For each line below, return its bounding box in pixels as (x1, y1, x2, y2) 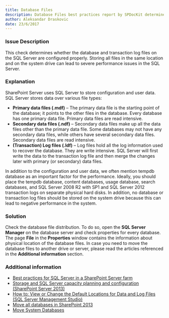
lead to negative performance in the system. (5, 200, 97, 206)
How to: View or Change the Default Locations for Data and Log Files (12, 291, 156, 297)
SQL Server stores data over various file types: (5, 95, 102, 101)
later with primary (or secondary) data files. (12, 158, 103, 164)
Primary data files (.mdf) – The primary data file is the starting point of (12, 104, 160, 111)
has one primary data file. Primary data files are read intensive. (12, 115, 143, 121)
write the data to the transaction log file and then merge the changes (12, 153, 155, 159)
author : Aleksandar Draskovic (5, 17, 69, 22)
